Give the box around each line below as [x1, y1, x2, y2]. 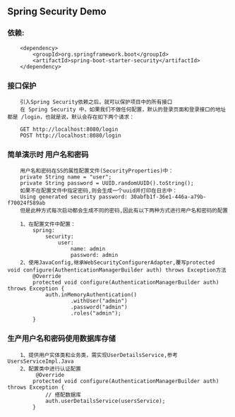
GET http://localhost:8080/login [20, 126, 119, 133]
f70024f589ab [7, 200, 46, 207]
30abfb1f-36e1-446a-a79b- [130, 193, 207, 200]
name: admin [70, 246, 106, 253]
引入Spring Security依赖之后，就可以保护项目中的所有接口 [20, 98, 173, 105]
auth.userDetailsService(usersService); [44, 397, 166, 404]
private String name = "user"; [20, 174, 112, 181]
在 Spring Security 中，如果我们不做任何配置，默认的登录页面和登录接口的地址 [20, 106, 227, 113]
